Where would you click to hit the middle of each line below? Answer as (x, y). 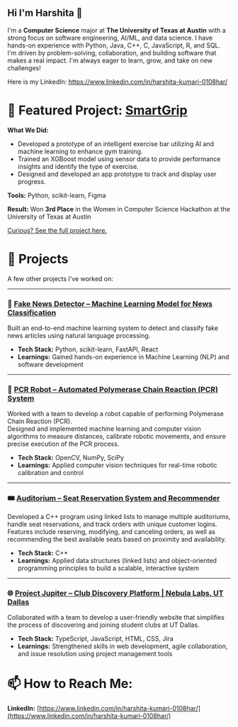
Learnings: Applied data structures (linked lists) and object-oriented (117, 560)
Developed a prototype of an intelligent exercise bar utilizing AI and (116, 143)
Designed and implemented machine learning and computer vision (104, 429)
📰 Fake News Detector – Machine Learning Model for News (110, 304)
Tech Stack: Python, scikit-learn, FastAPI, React (88, 349)
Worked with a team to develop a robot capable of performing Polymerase (116, 414)
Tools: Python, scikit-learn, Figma (57, 195)
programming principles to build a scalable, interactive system (108, 568)
